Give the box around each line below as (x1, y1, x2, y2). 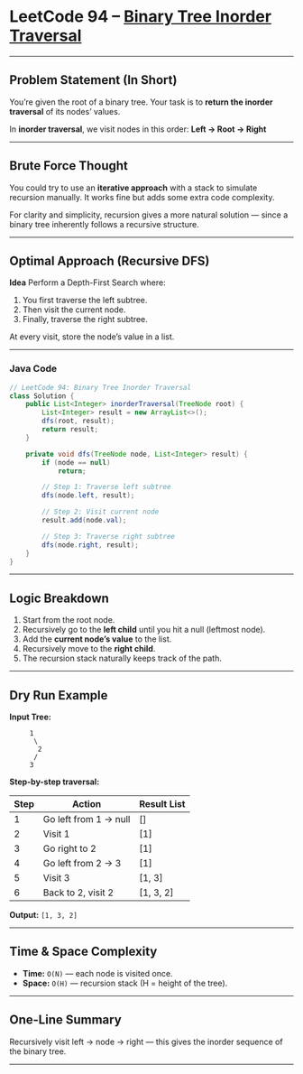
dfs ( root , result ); (41, 417, 115, 426)
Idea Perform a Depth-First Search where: (9, 277, 166, 288)
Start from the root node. (22, 615, 115, 625)
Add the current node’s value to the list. (22, 634, 172, 644)
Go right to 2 (42, 842, 96, 855)
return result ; (41, 425, 99, 434)
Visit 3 (42, 872, 70, 884)
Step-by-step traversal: (9, 776, 100, 787)
